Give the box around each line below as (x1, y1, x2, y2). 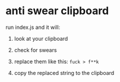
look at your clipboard (14, 35, 68, 42)
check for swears (14, 46, 57, 54)
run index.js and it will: (5, 24, 61, 31)
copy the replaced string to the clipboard (14, 69, 115, 76)
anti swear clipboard (5, 4, 109, 18)
